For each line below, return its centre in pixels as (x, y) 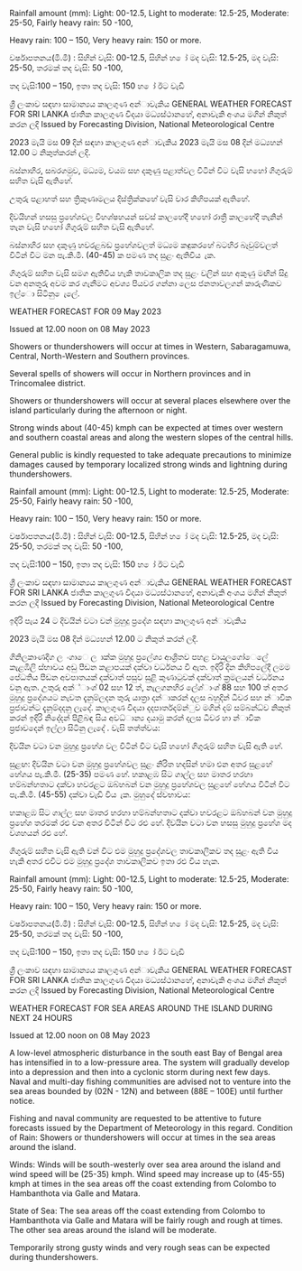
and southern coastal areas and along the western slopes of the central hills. (151, 437)
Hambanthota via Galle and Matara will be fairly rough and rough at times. (146, 1220)
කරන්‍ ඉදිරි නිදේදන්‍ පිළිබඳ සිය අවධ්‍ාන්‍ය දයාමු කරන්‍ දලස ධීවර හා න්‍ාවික (135, 718)
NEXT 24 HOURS (41, 1018)
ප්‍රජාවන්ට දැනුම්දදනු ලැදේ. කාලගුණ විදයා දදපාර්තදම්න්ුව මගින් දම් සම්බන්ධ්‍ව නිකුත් (150, 707)
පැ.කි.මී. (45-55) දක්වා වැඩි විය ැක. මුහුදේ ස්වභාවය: (100, 794)
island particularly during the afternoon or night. (98, 410)
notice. (22, 1101)
